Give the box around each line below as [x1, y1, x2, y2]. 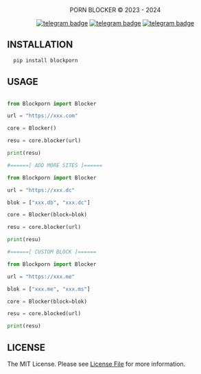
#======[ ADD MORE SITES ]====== [7, 162, 103, 169]
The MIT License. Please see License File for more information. [7, 360, 186, 368]
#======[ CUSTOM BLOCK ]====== [7, 249, 97, 255]
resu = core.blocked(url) [7, 310, 81, 317]
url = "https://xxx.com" [7, 112, 78, 119]
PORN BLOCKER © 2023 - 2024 [69, 6, 161, 14]
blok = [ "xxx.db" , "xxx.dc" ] [7, 199, 91, 206]
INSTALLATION [7, 39, 73, 51]
